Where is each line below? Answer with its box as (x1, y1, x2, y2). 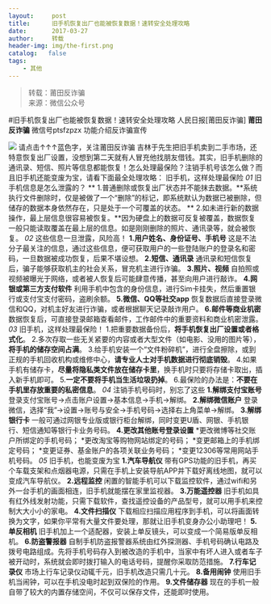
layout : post (8, 11, 67, 20)
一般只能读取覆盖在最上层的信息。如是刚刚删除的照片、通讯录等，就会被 (8, 223, 248, 233)
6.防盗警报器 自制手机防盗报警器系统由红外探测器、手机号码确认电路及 (23, 536, 260, 546)
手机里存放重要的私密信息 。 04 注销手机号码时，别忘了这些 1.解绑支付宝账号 (8, 385, 262, 395)
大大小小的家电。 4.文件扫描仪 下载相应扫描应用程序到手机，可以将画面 (15, 506, 252, 516)
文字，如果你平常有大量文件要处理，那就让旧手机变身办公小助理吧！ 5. (22, 516, 258, 526)
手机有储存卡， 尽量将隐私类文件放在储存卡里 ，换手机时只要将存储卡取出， (8, 365, 256, 374)
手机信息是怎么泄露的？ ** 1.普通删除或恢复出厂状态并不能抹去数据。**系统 (8, 183, 258, 192)
